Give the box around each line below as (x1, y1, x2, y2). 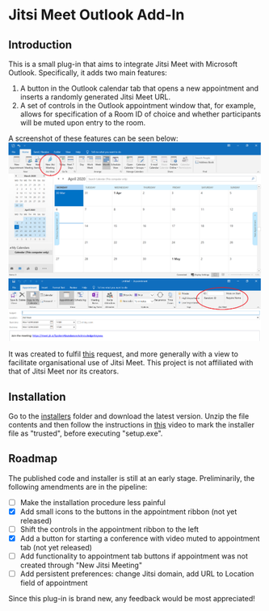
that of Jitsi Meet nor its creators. (8, 366, 120, 377)
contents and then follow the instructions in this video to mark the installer (8, 420, 255, 430)
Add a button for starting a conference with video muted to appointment (19, 533, 260, 543)
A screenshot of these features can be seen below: (8, 133, 179, 143)
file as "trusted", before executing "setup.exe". (8, 428, 163, 438)
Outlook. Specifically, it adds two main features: (8, 68, 167, 78)
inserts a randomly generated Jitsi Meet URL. (19, 92, 171, 102)
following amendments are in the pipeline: (8, 482, 148, 491)
